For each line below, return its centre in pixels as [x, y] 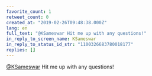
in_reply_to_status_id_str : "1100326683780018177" [70, 45]
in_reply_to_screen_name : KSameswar [51, 39]
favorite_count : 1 [29, 11]
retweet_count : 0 [28, 17]
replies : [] [21, 50]
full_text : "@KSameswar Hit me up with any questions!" [76, 34]
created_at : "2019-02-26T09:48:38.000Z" [57, 22]
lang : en [17, 28]
